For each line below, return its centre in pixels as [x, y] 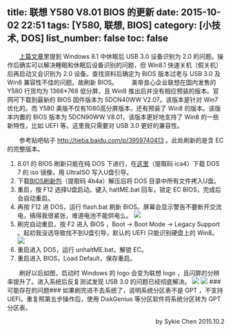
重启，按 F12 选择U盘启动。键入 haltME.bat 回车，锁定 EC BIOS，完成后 [119, 190]
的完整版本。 [25, 149]
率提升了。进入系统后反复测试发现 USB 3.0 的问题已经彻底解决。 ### [114, 282]
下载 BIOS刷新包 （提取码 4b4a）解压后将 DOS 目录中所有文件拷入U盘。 [118, 181]
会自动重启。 [35, 198]
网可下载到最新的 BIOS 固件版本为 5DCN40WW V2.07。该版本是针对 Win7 [113, 100]
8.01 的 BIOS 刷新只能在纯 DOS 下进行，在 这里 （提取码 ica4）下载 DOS [118, 163]
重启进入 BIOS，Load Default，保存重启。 [77, 258]
